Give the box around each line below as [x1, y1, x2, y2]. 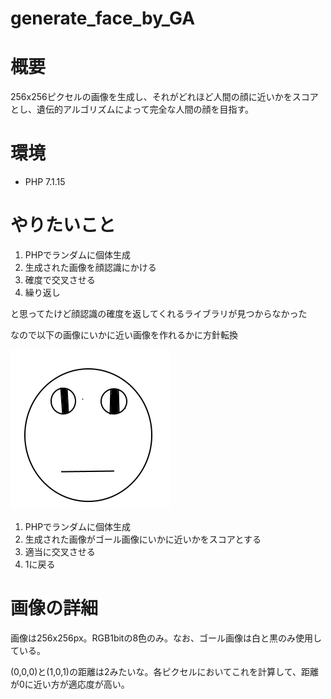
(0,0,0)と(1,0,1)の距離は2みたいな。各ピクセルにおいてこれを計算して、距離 [10, 665, 319, 677]
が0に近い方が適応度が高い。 [10, 678, 130, 690]
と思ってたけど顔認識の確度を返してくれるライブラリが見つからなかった [10, 308, 308, 319]
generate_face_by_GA [10, 7, 196, 30]
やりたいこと [10, 214, 117, 237]
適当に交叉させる [24, 546, 96, 557]
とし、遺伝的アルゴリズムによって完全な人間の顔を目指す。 [10, 103, 255, 116]
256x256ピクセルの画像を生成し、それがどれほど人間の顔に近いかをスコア [10, 91, 319, 103]
